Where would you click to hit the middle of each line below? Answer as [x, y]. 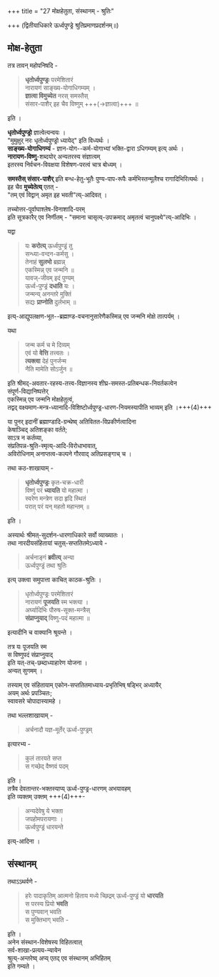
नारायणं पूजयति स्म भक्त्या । [57, 602]
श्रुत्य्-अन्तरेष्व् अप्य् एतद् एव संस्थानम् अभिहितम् [59, 958]
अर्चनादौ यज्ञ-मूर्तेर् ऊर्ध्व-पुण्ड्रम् [58, 729]
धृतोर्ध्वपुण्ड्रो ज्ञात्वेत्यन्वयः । [37, 132]
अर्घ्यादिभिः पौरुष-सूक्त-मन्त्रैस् [57, 610]
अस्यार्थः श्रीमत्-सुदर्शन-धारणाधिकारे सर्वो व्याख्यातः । [66, 535]
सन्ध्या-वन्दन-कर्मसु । [50, 254]
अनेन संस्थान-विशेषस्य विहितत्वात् [45, 942]
